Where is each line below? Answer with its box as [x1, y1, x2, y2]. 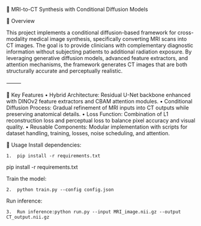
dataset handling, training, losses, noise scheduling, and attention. [6, 130, 170, 136]
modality [6, 35, 28, 42]
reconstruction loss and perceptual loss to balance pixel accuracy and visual [6, 117, 196, 124]
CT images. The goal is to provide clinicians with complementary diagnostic [6, 42, 194, 49]
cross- [177, 29, 194, 36]
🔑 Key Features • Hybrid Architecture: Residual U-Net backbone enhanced [6, 91, 191, 99]
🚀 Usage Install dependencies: [6, 141, 82, 148]
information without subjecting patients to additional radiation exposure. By [6, 48, 192, 55]
